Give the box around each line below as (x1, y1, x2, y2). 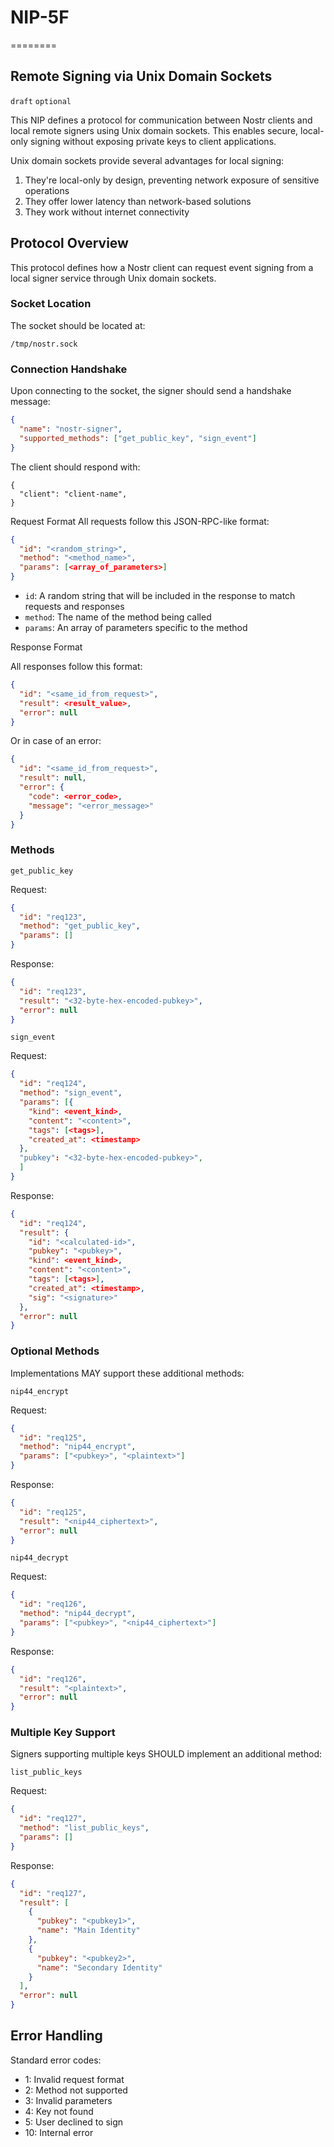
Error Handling (10, 2027, 103, 2045)
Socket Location (10, 297, 92, 311)
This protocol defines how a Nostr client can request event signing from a (10, 261, 314, 273)
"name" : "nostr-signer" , (19, 424, 123, 435)
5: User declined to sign (24, 2116, 124, 2128)
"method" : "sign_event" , (19, 1088, 123, 1098)
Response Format (10, 641, 83, 653)
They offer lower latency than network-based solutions (24, 195, 252, 207)
